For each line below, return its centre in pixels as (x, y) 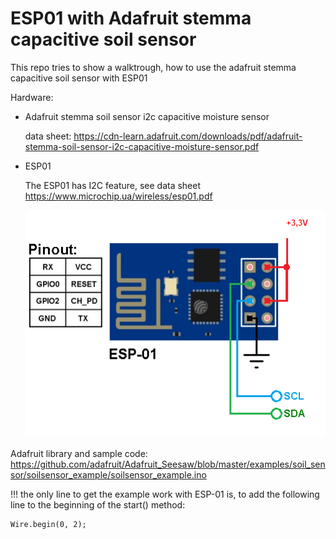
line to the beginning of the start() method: (98, 505)
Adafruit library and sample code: (79, 454)
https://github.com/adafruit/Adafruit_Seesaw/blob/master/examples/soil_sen (168, 464)
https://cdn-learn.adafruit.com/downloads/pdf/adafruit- (188, 136)
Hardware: (32, 97)
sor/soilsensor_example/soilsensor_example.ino (108, 475)
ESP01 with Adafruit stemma (131, 18)
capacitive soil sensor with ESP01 (79, 78)
